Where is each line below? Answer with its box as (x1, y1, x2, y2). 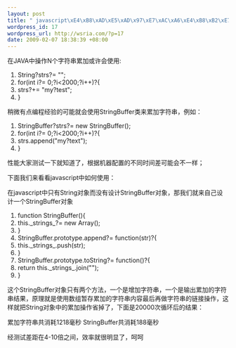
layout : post (7, 10, 46, 18)
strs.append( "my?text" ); (17, 136, 88, 145)
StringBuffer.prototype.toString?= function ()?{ (17, 256, 150, 264)
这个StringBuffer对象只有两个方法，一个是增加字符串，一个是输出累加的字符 (7, 285, 227, 294)
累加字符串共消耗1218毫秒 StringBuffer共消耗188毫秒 (7, 318, 159, 327)
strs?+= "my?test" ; (17, 86, 72, 94)
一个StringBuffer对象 (13, 198, 74, 206)
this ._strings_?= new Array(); (17, 219, 100, 227)
